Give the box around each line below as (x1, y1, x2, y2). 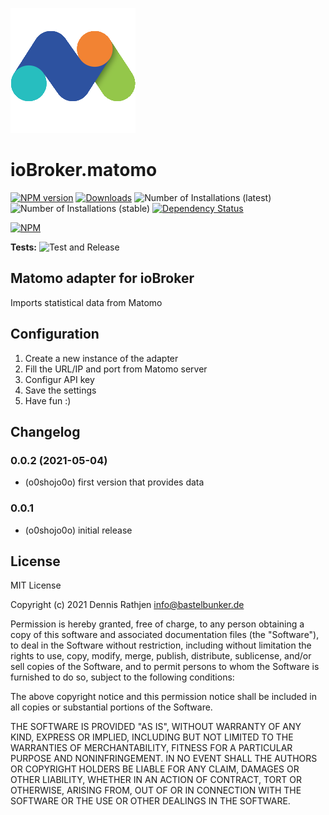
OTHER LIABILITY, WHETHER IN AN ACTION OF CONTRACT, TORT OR (10, 774, 302, 786)
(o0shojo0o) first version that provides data (24, 476, 205, 488)
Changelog (10, 423, 81, 440)
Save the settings (24, 384, 97, 396)
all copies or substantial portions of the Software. (10, 701, 213, 713)
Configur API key (24, 373, 95, 385)
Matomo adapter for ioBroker (10, 270, 195, 287)
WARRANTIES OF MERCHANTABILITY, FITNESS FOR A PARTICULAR (10, 742, 293, 754)
